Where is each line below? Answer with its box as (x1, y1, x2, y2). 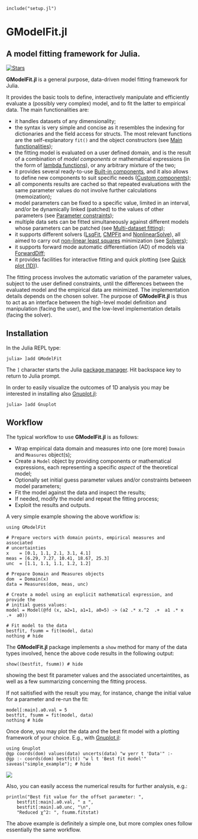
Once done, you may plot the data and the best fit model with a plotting (6, 728, 180, 735)
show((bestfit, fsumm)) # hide (6, 661, 83, 667)
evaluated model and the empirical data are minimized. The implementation (6, 286, 190, 293)
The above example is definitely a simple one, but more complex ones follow (6, 819, 193, 827)
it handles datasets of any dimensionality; (14, 118, 116, 124)
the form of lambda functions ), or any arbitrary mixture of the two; (14, 162, 176, 169)
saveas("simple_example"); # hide (6, 761, 92, 767)
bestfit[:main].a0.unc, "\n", (17, 804, 92, 810)
